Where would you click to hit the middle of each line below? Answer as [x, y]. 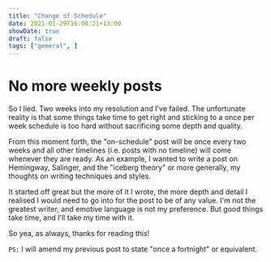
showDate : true [34, 31]
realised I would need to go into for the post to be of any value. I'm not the [132, 200]
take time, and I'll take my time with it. [71, 218]
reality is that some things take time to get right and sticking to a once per [131, 118]
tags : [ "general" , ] [43, 46]
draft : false [30, 39]
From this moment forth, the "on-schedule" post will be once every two [127, 142]
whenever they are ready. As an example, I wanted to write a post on [123, 159]
